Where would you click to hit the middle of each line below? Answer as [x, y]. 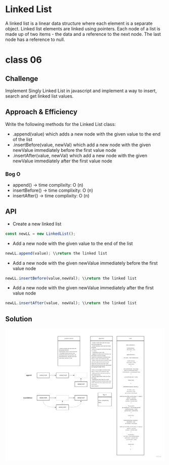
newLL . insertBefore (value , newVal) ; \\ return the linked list [71, 278]
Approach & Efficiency [41, 112]
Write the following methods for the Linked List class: [61, 124]
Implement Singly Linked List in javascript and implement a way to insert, [81, 91]
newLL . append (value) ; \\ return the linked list [56, 253]
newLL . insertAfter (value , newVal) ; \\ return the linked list [71, 303]
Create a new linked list [37, 224]
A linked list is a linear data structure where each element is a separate [79, 23]
